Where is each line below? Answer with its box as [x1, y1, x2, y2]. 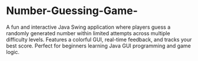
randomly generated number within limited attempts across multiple [6, 29, 170, 36]
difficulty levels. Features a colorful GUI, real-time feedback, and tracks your [6, 36, 192, 43]
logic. [6, 48, 19, 55]
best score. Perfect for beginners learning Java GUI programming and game [6, 42, 192, 49]
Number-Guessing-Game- [6, 4, 138, 18]
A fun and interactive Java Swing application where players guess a [6, 23, 171, 30]
